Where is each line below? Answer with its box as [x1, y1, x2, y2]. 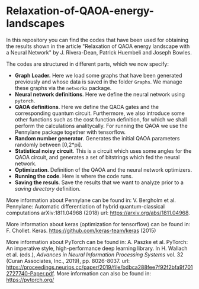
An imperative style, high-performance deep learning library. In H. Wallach [6, 245, 188, 252]
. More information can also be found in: [53, 269, 152, 277]
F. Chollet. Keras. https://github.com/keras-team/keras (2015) [6, 227, 156, 234]
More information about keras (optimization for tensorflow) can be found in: [6, 220, 191, 227]
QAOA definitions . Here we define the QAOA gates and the [14, 103, 159, 110]
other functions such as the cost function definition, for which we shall [14, 115, 187, 123]
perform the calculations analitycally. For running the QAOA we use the [14, 122, 188, 129]
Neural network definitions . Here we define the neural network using [14, 91, 185, 98]
